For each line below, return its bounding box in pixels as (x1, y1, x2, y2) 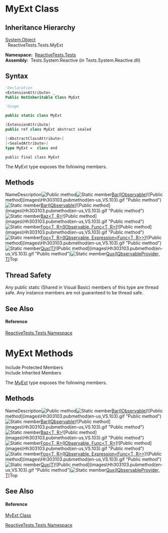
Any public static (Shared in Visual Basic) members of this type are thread (5, 284, 159, 290)
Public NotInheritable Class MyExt (5, 95, 80, 100)
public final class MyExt (5, 155, 60, 160)
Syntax (5, 72, 28, 81)
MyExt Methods (5, 348, 73, 359)
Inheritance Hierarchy (5, 23, 76, 32)
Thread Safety (5, 271, 51, 279)
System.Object (5, 36, 36, 43)
